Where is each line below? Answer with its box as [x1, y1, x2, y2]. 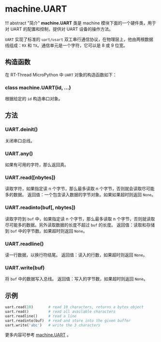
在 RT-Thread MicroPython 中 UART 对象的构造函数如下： [5, 72, 117, 78]
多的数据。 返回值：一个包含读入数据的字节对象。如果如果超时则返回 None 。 [5, 192, 156, 198]
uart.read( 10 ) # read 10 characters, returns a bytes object [5, 305, 144, 310]
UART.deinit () [5, 126, 38, 133]
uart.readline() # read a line [5, 313, 77, 318]
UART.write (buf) [5, 264, 45, 271]
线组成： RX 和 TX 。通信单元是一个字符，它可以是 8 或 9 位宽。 [5, 42, 128, 48]
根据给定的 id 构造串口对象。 [5, 96, 63, 102]
